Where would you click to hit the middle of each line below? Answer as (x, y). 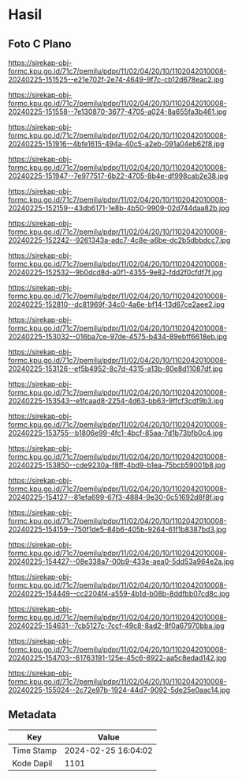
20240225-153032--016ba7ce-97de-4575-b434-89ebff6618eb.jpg (117, 337)
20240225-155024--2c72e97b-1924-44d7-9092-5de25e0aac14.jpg (119, 690)
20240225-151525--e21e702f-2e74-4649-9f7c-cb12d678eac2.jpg (116, 79)
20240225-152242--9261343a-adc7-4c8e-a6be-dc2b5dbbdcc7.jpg (119, 240)
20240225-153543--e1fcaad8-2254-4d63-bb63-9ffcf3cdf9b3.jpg (116, 401)
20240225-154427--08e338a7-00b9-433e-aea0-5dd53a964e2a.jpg (121, 562)
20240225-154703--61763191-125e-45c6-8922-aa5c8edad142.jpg (117, 658)
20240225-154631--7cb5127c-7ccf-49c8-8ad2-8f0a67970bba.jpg (116, 626)
